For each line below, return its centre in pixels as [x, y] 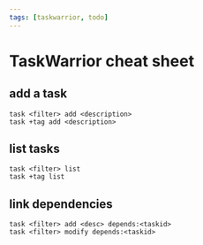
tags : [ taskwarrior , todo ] [59, 17]
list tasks [34, 149]
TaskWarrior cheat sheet [102, 61]
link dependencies [61, 204]
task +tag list [37, 177]
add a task [38, 94]
